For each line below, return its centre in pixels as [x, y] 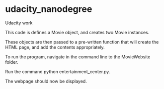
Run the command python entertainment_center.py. [58, 71]
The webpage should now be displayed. [46, 81]
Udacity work [19, 23]
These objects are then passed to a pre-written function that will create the [82, 42]
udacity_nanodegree [49, 9]
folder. [12, 62]
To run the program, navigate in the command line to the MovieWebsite [78, 57]
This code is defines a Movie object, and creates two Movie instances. [77, 32]
